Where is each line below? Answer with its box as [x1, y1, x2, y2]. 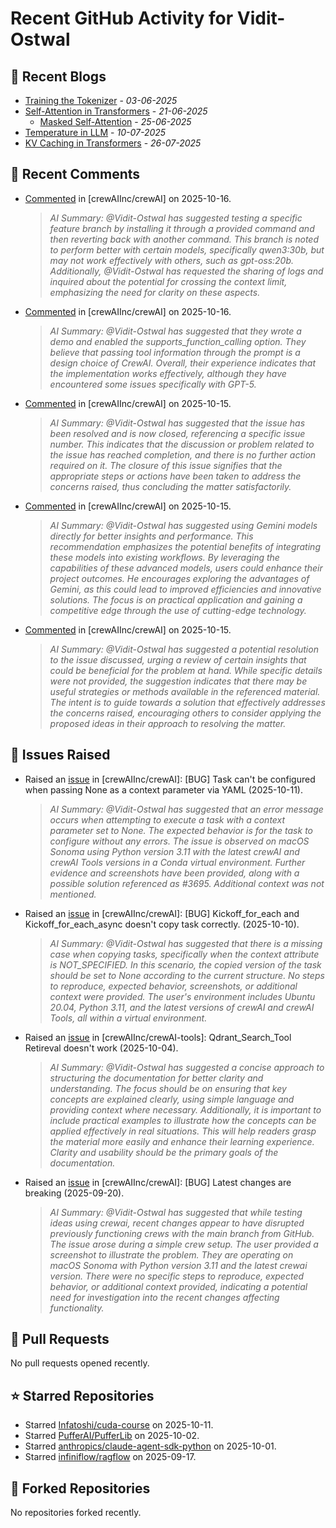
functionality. [49, 1302, 105, 1314]
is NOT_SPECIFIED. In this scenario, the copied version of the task [49, 958, 322, 971]
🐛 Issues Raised [10, 747, 111, 764]
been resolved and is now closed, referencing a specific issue [49, 427, 306, 439]
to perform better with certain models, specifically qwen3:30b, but [49, 243, 325, 256]
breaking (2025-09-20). [24, 1187, 125, 1199]
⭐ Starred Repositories [10, 1387, 155, 1404]
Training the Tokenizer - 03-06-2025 [24, 95, 178, 106]
